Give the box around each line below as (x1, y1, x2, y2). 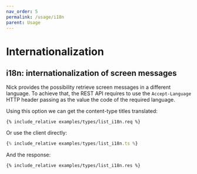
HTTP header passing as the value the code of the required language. (6, 96, 175, 103)
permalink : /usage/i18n (6, 14, 65, 20)
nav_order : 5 (6, 8, 38, 15)
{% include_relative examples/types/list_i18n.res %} (6, 163, 141, 169)
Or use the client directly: (6, 129, 68, 136)
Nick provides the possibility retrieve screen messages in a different (6, 83, 171, 91)
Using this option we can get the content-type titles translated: (6, 108, 158, 115)
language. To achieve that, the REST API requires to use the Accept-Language (6, 90, 192, 97)
